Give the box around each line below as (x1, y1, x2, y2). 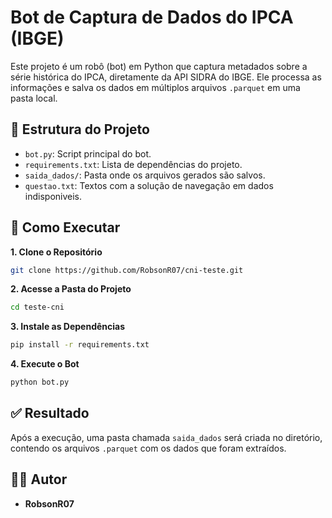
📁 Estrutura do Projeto (10, 121, 150, 138)
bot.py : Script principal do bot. (24, 147, 152, 160)
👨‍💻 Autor (10, 471, 68, 488)
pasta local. (10, 92, 58, 104)
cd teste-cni (10, 302, 65, 313)
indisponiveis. (24, 190, 83, 202)
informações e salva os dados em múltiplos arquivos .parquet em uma (10, 81, 301, 93)
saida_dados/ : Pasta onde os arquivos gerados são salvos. (24, 169, 266, 181)
